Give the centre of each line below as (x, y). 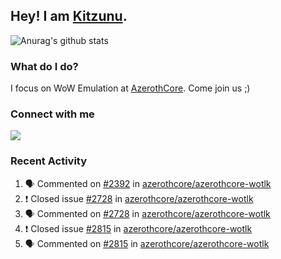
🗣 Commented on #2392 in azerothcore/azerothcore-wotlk (148, 183)
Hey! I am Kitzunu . (69, 16)
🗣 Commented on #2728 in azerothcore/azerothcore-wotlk (147, 213)
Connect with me (52, 114)
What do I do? (44, 66)
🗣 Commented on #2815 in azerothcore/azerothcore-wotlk (147, 243)
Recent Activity (49, 161)
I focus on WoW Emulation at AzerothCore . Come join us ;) (130, 88)
